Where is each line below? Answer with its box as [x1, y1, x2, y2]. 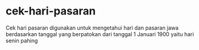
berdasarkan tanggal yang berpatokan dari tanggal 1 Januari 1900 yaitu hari [5, 30, 194, 37]
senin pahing [5, 37, 38, 44]
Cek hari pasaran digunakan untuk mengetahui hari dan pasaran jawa [5, 24, 179, 31]
